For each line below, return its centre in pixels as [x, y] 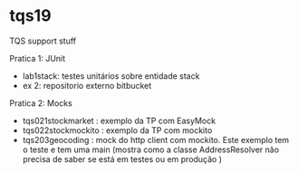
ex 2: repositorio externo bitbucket [87, 85]
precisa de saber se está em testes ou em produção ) [122, 159]
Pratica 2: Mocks [41, 103]
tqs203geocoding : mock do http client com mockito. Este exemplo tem [156, 139]
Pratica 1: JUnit [38, 58]
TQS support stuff [43, 41]
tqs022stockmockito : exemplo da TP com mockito [117, 130]
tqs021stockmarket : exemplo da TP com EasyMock [119, 120]
